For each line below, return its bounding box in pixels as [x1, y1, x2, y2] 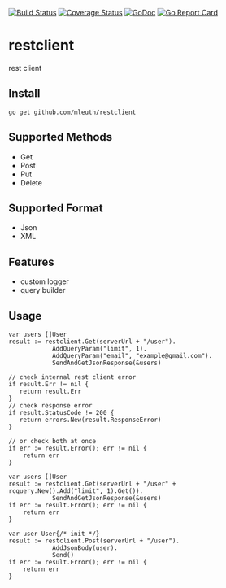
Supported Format [8, 201, 103, 215]
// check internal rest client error [8, 373, 137, 381]
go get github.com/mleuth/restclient [8, 108, 137, 116]
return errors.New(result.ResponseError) [19, 416, 162, 424]
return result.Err [19, 387, 82, 395]
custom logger [20, 277, 69, 286]
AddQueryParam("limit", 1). [51, 345, 148, 353]
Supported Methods [8, 130, 113, 144]
